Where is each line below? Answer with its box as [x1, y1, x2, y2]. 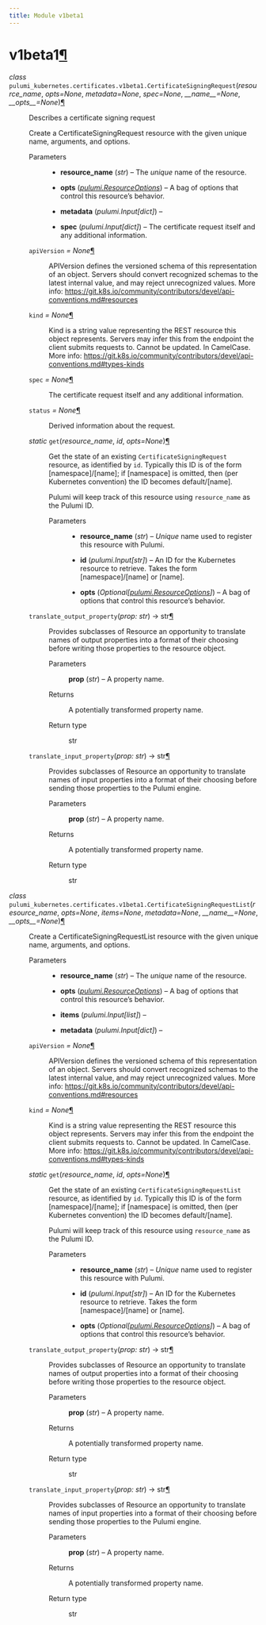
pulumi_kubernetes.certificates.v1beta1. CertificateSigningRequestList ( [9, 899, 253, 909]
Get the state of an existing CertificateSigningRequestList [48, 1185, 241, 1194]
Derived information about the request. [48, 421, 176, 430]
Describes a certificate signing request [28, 113, 156, 122]
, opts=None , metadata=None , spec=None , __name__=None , [41, 89, 241, 98]
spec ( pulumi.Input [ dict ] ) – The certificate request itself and [59, 221, 256, 231]
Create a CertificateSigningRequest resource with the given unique [28, 128, 248, 137]
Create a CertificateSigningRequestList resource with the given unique [28, 932, 259, 941]
